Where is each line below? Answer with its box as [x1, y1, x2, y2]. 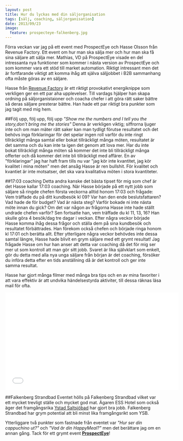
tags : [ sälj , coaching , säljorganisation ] [5, 16, 94, 21]
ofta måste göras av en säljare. [5, 75, 68, 81]
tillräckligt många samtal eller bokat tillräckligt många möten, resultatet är [5, 137, 155, 143]
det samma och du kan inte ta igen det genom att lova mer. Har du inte [5, 142, 149, 148]
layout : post [5, 7, 32, 12]
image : [5, 26, 19, 31]
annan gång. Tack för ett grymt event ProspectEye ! [5, 430, 111, 436]
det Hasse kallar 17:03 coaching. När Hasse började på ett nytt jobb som [5, 184, 153, 189]
